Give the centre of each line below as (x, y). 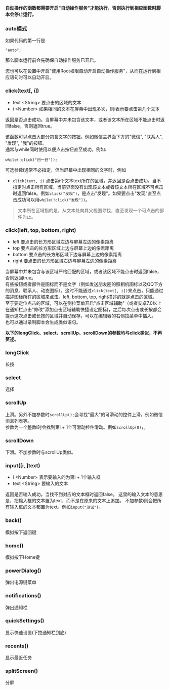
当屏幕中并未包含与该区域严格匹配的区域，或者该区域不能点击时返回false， (83, 271)
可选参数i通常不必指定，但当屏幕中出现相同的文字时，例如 (66, 170)
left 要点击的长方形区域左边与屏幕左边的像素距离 (63, 241)
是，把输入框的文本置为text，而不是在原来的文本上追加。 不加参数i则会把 (81, 501)
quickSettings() (25, 621)
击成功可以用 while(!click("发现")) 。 (51, 199)
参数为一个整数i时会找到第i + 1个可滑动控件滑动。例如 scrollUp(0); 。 (77, 427)
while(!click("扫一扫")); (31, 160)
